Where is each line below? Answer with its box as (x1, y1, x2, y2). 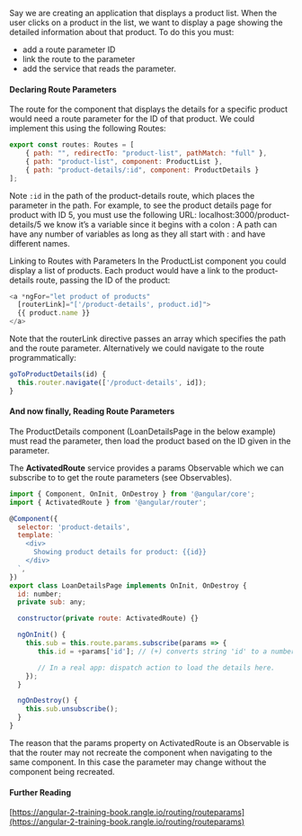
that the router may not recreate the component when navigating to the (9, 747, 272, 758)
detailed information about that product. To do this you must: (9, 27, 235, 37)
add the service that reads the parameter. (22, 63, 177, 74)
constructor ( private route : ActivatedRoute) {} (17, 614, 200, 624)
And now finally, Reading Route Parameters (9, 406, 175, 417)
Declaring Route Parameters (9, 84, 117, 94)
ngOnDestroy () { (17, 697, 78, 706)
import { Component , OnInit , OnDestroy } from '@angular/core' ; (9, 490, 255, 499)
